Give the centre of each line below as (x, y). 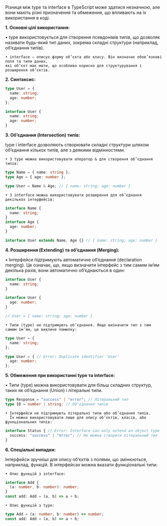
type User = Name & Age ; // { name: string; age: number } (68, 186)
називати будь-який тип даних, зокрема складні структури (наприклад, (82, 42)
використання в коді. (27, 18)
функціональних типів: (29, 422)
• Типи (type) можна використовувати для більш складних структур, (79, 385)
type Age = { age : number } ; (35, 177)
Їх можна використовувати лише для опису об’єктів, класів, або (78, 417)
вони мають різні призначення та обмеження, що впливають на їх (76, 12)
